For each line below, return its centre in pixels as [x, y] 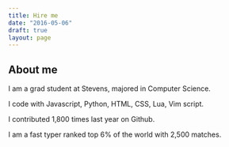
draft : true [28, 30]
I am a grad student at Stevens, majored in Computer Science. [110, 89]
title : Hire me [33, 15]
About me [33, 69]
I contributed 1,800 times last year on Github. [82, 119]
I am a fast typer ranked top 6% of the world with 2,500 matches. [115, 134]
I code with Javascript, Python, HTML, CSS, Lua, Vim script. [106, 104]
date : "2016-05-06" [40, 23]
